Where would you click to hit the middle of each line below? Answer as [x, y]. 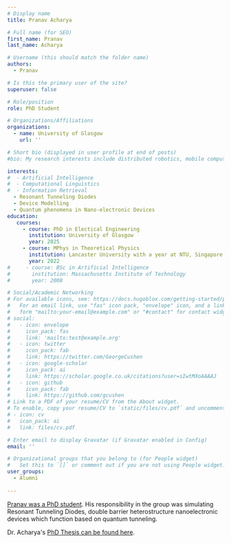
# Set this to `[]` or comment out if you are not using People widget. [117, 465]
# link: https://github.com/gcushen [66, 395]
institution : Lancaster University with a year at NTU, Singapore [126, 255]
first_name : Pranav [35, 39]
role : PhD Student [33, 108]
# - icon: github [35, 383]
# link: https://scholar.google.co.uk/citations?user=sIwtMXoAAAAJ [112, 376]
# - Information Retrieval [47, 190]
